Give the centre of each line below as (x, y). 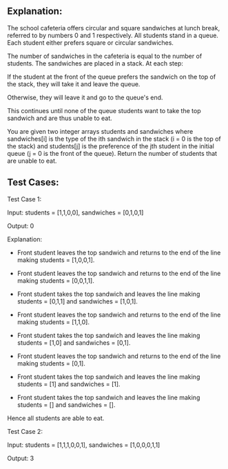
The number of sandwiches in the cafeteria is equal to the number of (105, 56)
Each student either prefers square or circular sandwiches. (91, 42)
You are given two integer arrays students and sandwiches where (100, 131)
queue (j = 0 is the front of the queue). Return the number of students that (112, 153)
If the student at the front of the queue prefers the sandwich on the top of (112, 77)
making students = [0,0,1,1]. (55, 280)
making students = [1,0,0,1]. (56, 260)
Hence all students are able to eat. (56, 418)
